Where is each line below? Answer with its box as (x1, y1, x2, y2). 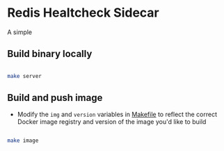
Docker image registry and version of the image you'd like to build (17, 118, 207, 126)
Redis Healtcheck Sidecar (7, 5, 159, 21)
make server (7, 72, 42, 79)
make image (7, 137, 39, 144)
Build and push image (7, 92, 103, 104)
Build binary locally (7, 48, 93, 60)
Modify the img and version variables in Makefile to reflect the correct (17, 110, 218, 119)
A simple (7, 28, 33, 36)
